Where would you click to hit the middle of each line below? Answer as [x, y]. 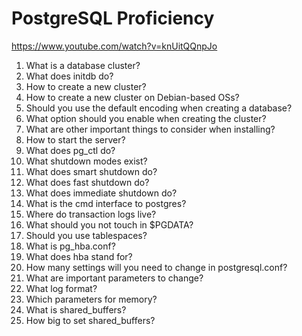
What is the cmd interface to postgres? [106, 203]
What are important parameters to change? [114, 278]
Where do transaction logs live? [91, 214]
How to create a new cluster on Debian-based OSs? [132, 97]
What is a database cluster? [83, 65]
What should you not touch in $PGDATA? [109, 224]
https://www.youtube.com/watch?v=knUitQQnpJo [114, 46]
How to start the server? [75, 139]
